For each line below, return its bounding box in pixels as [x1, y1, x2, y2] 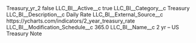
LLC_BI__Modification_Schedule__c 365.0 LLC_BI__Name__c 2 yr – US [6, 24, 180, 30]
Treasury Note [6, 30, 42, 37]
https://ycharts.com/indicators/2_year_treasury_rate [6, 17, 135, 24]
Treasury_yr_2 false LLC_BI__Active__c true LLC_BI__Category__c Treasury [6, 5, 190, 11]
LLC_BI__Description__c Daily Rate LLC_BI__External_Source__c [6, 11, 163, 18]
